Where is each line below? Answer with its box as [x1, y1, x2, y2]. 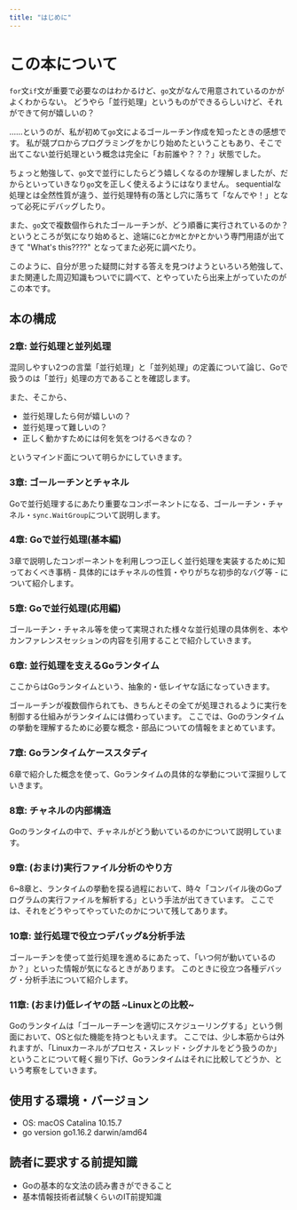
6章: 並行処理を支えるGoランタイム [9, 659, 160, 672]
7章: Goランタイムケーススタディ [9, 747, 149, 760]
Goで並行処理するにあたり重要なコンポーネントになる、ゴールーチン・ [9, 498, 269, 509]
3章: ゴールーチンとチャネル [9, 476, 130, 489]
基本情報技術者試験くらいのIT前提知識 [21, 1191, 162, 1202]
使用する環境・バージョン [9, 1094, 149, 1109]
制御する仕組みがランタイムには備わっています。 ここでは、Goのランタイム [9, 712, 285, 722]
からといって [9, 179, 56, 189]
